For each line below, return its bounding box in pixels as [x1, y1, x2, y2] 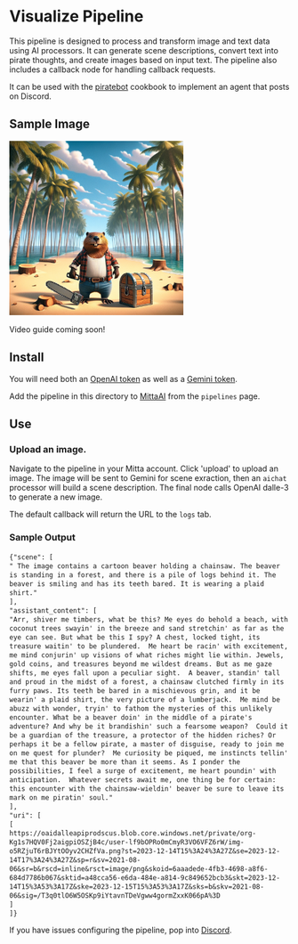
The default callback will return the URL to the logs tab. [9, 509, 212, 520]
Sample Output [9, 532, 76, 544]
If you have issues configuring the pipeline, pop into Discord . [9, 924, 233, 935]
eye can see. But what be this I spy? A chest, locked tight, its [9, 632, 261, 642]
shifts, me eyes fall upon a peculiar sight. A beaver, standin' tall [9, 668, 280, 678]
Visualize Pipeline [9, 6, 144, 27]
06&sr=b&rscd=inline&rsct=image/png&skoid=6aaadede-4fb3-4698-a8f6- [9, 864, 269, 874]
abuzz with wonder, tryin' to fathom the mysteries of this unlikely [9, 704, 273, 713]
